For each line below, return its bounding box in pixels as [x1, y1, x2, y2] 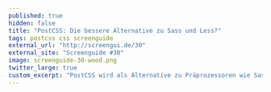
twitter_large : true [8, 64, 78, 72]
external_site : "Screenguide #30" [8, 49, 125, 57]
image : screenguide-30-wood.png [8, 57, 117, 65]
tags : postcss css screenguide [8, 34, 114, 42]
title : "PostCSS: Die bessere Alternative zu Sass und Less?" [8, 26, 222, 34]
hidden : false [8, 19, 56, 27]
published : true [8, 11, 63, 20]
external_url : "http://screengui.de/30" [8, 42, 147, 50]
